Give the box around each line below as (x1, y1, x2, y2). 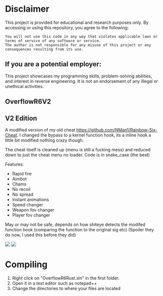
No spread (12, 191, 34, 197)
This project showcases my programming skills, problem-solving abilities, (5, 73, 152, 79)
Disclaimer (5, 3, 50, 15)
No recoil (12, 186, 31, 192)
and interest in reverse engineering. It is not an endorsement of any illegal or (5, 78, 158, 84)
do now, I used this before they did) (5, 232, 76, 238)
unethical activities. (5, 83, 44, 89)
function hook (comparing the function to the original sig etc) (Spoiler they (5, 226, 154, 232)
